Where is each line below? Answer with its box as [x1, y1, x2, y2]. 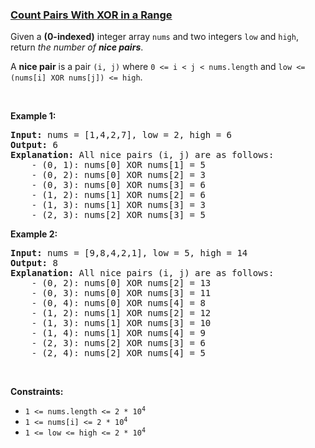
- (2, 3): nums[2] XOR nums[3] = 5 [31, 209, 206, 221]
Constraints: [10, 386, 64, 398]
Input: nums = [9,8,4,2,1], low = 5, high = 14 [10, 248, 248, 259]
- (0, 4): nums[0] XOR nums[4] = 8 [31, 298, 206, 309]
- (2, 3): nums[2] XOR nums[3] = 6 [31, 338, 206, 349]
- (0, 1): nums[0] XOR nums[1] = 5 [31, 159, 206, 171]
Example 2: [10, 228, 58, 240]
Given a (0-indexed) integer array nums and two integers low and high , [10, 31, 299, 43]
